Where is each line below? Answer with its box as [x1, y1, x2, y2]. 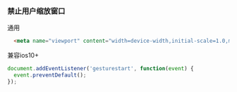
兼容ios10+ [7, 51, 39, 60]
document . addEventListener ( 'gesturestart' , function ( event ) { [7, 65, 194, 72]
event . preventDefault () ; [13, 72, 87, 79]
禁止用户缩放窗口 [7, 6, 66, 15]
